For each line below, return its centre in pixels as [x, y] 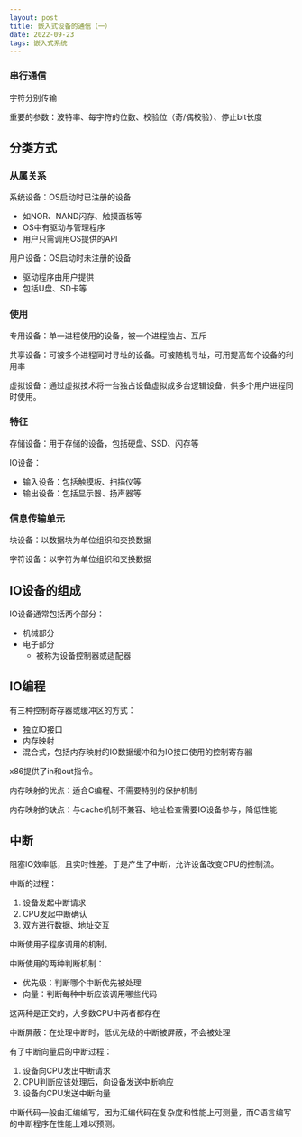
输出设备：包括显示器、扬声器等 [82, 493]
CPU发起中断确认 [55, 913]
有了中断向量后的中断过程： [61, 1051]
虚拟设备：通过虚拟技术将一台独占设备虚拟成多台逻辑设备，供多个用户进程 [147, 385]
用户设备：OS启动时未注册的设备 [70, 258]
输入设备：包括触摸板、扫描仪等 [82, 481]
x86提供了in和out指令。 [53, 771]
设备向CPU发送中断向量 [66, 1093]
